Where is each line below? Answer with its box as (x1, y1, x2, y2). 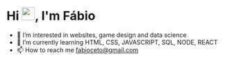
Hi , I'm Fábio (6, 8, 96, 24)
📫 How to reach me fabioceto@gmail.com (16, 45, 139, 54)
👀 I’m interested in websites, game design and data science (16, 31, 187, 39)
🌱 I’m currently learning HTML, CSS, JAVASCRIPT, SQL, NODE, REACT (16, 38, 218, 46)
